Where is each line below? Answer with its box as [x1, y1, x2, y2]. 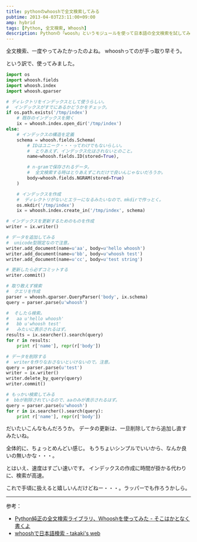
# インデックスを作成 [16, 191, 62, 197]
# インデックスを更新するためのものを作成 [6, 219, 94, 224]
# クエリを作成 [6, 289, 40, 295]
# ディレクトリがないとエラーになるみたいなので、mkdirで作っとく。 [16, 197, 164, 203]
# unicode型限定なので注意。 [6, 240, 72, 246]
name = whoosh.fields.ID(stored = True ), [27, 154, 119, 160]
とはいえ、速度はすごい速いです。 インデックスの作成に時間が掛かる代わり [6, 465, 186, 472]
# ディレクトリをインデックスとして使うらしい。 [6, 98, 107, 105]
